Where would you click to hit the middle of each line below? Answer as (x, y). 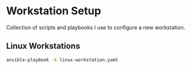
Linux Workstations (43, 46)
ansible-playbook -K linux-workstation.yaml (62, 60)
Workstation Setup (54, 11)
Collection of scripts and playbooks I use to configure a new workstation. (96, 27)
